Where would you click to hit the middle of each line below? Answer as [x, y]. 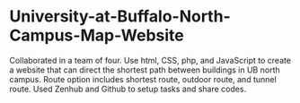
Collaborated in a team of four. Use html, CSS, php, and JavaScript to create [150, 60]
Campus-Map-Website [97, 35]
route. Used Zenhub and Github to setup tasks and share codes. [128, 89]
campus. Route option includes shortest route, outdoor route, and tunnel [143, 79]
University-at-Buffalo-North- [120, 17]
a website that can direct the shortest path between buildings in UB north [145, 70]
